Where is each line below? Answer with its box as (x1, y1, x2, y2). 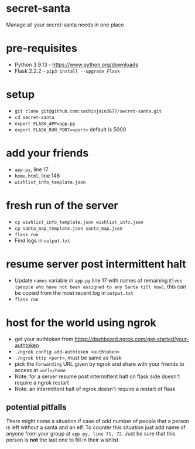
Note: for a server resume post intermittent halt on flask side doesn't (14, 373, 180, 380)
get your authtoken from (14, 335, 73, 342)
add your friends (6, 147, 89, 159)
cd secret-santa (14, 114, 54, 120)
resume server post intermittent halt (6, 257, 186, 271)
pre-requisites (6, 42, 77, 55)
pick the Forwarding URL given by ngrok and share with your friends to (14, 360, 184, 368)
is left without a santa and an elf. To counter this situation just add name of (6, 424, 186, 431)
